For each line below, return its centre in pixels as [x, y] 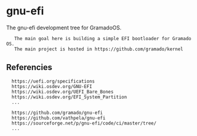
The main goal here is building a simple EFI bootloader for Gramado [103, 38]
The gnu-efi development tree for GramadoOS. [64, 28]
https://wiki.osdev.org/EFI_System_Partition [69, 97]
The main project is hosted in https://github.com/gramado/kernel [99, 49]
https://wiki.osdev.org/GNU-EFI [52, 86]
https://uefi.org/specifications [53, 81]
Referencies [29, 67]
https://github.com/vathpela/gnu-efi [59, 118]
